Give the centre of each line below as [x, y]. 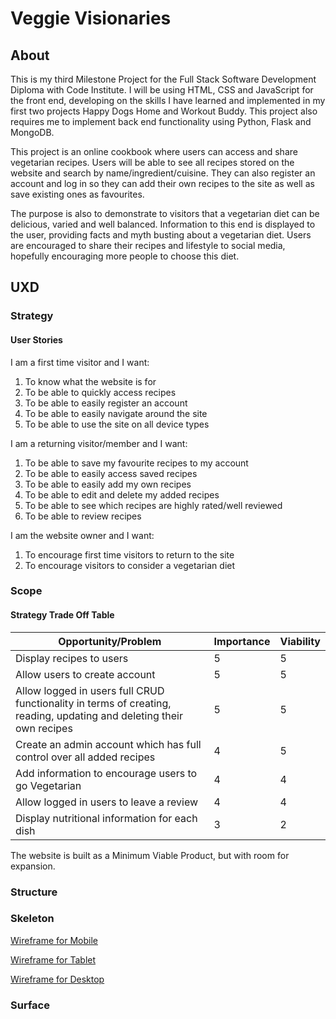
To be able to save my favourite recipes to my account [136, 463]
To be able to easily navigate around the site [116, 413]
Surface [30, 1005]
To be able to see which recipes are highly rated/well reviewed [153, 505]
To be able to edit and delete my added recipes [122, 494]
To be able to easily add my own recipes [108, 484]
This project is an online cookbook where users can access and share [154, 151]
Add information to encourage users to [106, 773]
